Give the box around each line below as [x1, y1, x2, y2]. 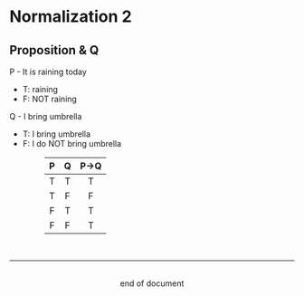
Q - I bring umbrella [9, 111, 82, 121]
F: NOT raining [22, 93, 77, 104]
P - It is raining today [9, 66, 88, 77]
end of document [119, 278, 185, 289]
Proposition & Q [9, 43, 100, 58]
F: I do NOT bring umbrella [22, 138, 122, 148]
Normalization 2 [9, 6, 133, 27]
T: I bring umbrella [22, 129, 91, 139]
